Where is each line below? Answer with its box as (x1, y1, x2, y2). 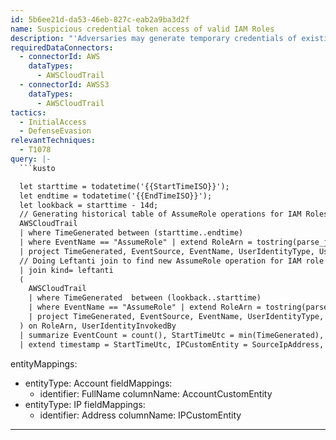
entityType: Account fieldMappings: (24, 377, 173, 389)
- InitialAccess (19, 117, 87, 127)
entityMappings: (10, 357, 78, 370)
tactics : (10, 107, 47, 118)
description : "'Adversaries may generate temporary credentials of (10, 33, 298, 43)
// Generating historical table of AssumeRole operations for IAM (19, 209, 302, 220)
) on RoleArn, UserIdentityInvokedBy (19, 321, 177, 331)
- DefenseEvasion (19, 126, 92, 136)
